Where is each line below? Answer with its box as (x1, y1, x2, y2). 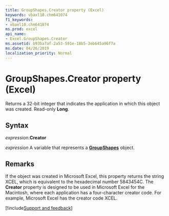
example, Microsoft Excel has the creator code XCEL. (5, 195, 118, 201)
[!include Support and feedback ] (5, 205, 73, 211)
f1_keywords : (5, 17, 33, 22)
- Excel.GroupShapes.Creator (5, 37, 68, 42)
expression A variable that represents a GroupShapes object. (5, 145, 135, 151)
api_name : (5, 31, 27, 37)
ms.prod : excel (5, 27, 38, 32)
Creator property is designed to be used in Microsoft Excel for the (5, 184, 145, 190)
